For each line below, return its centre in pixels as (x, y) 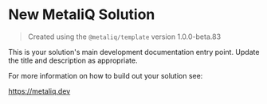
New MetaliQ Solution (82, 15)
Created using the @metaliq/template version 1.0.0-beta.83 (124, 37)
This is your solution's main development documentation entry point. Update (134, 52)
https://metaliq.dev (39, 91)
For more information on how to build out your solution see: (106, 75)
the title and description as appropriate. (73, 60)
